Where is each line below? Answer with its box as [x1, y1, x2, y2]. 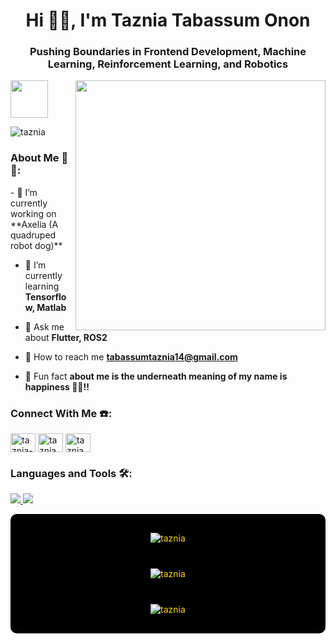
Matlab [36, 301, 67, 313]
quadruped [10, 229, 57, 241]
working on [10, 207, 57, 219]
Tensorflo [24, 290, 67, 303]
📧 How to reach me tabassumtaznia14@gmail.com [24, 350, 238, 363]
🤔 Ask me [24, 320, 65, 333]
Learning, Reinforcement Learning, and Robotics [47, 57, 289, 71]
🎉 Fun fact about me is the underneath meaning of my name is [24, 370, 288, 382]
